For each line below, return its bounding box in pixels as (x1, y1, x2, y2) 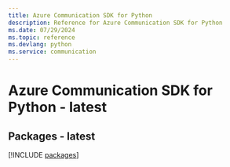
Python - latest (8, 99, 108, 116)
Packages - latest (8, 129, 96, 143)
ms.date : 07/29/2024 (8, 26, 76, 34)
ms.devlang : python (8, 41, 72, 49)
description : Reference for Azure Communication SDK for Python (8, 19, 223, 27)
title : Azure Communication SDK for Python (8, 11, 153, 20)
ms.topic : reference (8, 33, 76, 42)
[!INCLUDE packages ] (8, 151, 79, 159)
